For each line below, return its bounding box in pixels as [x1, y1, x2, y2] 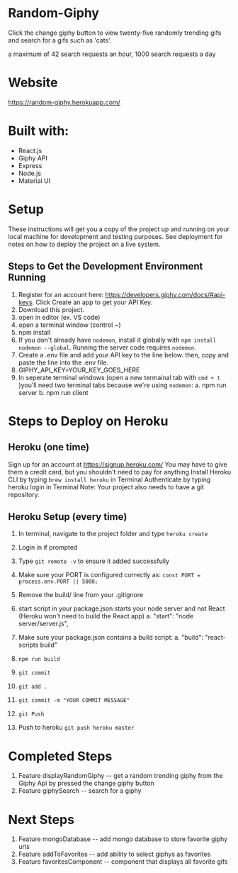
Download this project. [18, 305, 84, 313]
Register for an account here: [18, 290, 104, 299]
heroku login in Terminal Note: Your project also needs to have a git [8, 482, 205, 491]
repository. [8, 490, 40, 499]
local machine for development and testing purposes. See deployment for [8, 232, 223, 240]
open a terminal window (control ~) [18, 321, 121, 329]
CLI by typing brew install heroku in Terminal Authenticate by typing [8, 475, 211, 484]
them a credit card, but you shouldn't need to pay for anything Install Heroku [8, 467, 232, 476]
